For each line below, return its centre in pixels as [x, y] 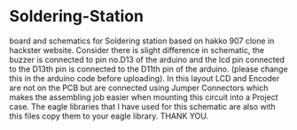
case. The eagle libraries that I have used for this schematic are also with [143, 106]
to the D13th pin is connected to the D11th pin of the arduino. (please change [148, 69]
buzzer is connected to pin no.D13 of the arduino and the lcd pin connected [147, 59]
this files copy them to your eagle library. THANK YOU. [109, 116]
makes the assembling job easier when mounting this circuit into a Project [144, 97]
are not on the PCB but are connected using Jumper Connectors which [139, 88]
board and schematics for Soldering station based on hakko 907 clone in [142, 41]
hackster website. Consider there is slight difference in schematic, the [137, 50]
